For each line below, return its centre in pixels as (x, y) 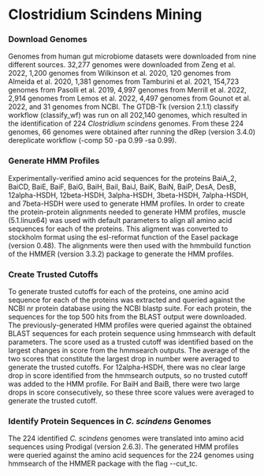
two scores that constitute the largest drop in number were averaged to (124, 359)
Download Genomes (48, 40)
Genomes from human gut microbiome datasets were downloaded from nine (132, 56)
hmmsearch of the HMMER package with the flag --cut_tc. (103, 463)
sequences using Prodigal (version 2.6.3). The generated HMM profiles (123, 447)
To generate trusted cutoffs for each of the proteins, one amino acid (119, 292)
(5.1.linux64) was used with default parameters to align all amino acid (120, 220)
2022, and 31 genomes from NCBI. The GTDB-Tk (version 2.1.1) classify (123, 107)
